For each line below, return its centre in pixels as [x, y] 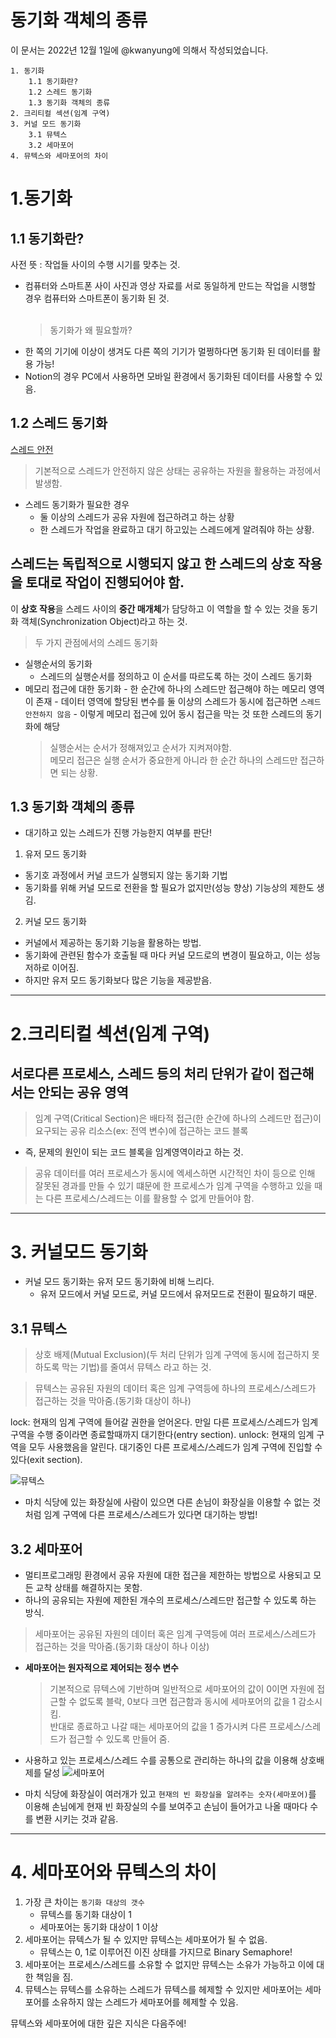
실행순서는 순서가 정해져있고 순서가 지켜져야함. [140, 747]
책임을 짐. [54, 1977]
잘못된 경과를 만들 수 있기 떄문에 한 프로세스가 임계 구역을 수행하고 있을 [173, 1186]
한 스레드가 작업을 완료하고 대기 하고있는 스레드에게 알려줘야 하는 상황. [177, 529]
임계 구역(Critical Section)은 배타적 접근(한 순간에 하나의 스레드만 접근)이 [178, 1118]
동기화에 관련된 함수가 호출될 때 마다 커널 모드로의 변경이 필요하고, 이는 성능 [173, 955]
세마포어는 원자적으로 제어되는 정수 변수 [101, 1667]
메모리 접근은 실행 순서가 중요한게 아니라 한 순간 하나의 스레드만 [173, 760]
